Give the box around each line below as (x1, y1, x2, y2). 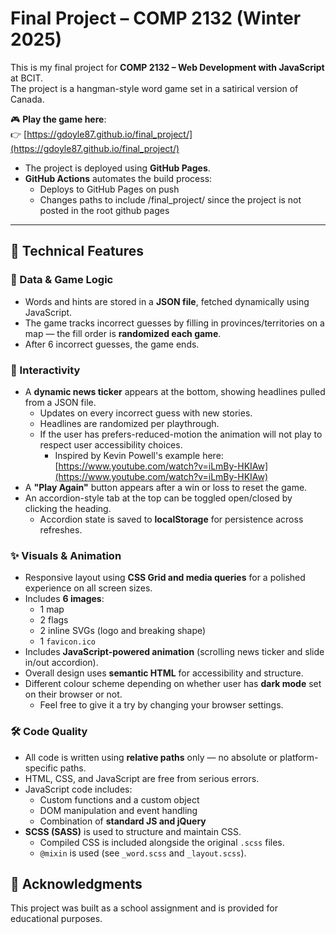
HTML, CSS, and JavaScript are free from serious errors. (24, 772, 260, 784)
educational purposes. (10, 913, 103, 925)
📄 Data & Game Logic (10, 273, 114, 287)
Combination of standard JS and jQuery (39, 815, 207, 827)
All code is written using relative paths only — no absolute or (24, 751, 278, 763)
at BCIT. (10, 72, 44, 84)
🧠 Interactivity (10, 363, 81, 377)
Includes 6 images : (24, 593, 105, 605)
